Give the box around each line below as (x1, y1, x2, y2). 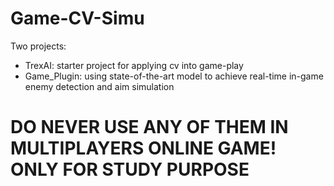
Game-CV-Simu (10, 7, 145, 30)
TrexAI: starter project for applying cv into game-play (24, 59, 244, 71)
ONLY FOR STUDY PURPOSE (10, 158, 250, 181)
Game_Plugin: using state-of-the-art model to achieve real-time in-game (24, 70, 324, 82)
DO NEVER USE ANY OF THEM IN (10, 116, 289, 139)
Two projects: (10, 40, 67, 52)
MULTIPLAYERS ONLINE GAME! (10, 137, 277, 160)
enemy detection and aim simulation (24, 80, 175, 92)
